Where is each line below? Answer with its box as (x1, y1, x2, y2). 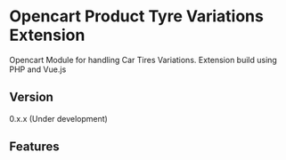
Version (9, 90, 53, 105)
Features (9, 140, 60, 155)
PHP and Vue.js (9, 64, 67, 75)
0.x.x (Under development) (9, 113, 109, 124)
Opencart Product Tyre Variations (9, 6, 265, 27)
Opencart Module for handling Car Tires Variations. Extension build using (9, 54, 278, 65)
